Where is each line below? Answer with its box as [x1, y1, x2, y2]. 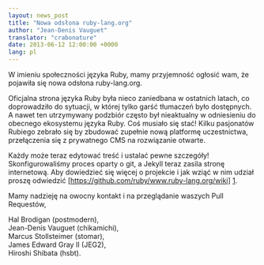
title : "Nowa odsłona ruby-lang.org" [8, 19, 133, 27]
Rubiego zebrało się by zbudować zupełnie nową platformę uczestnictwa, [8, 127, 249, 136]
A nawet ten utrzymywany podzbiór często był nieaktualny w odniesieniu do [8, 110, 256, 119]
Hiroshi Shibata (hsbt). [8, 248, 81, 257]
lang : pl [8, 48, 37, 56]
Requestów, [8, 200, 47, 209]
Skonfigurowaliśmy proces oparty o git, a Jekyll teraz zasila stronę [8, 159, 225, 168]
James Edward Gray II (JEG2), [8, 240, 107, 249]
